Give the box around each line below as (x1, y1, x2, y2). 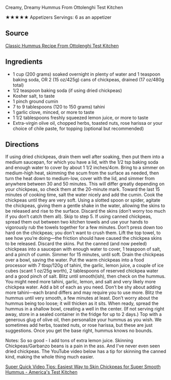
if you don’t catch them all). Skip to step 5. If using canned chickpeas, (5, 213, 152, 219)
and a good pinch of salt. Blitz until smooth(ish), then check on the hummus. (5, 273, 166, 279)
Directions (5, 140, 39, 149)
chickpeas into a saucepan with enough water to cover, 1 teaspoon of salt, (5, 246, 161, 252)
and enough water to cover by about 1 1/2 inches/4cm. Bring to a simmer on (5, 165, 165, 171)
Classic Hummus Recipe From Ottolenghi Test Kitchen (5, 42, 119, 49)
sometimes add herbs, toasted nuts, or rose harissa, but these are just (5, 322, 153, 328)
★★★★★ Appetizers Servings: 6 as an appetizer (5, 14, 112, 20)
